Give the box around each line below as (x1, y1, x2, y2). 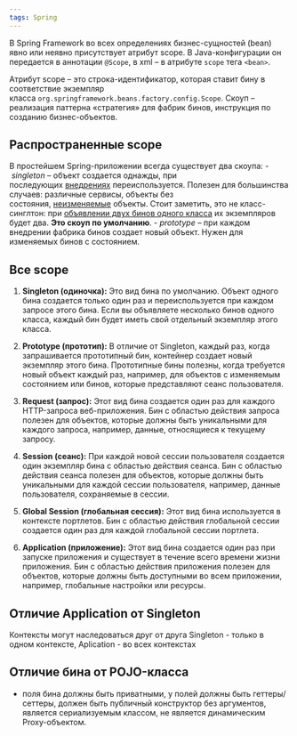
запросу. (21, 433, 56, 445)
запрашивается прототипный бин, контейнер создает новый (21, 351, 253, 361)
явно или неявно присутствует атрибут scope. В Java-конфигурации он (9, 46, 282, 58)
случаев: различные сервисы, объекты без (9, 189, 174, 200)
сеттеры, (21, 698, 57, 708)
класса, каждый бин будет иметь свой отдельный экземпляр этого (21, 314, 278, 325)
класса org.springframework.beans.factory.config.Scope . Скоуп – (9, 93, 255, 103)
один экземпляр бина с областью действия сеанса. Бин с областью (21, 460, 283, 472)
